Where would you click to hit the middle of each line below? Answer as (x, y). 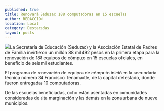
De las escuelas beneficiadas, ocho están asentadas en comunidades (76, 92)
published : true (22, 10)
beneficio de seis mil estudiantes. (39, 63)
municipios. (17, 103)
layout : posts (20, 33)
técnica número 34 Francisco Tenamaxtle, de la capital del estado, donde (80, 78)
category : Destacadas (27, 28)
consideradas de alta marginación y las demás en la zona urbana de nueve (81, 98)
